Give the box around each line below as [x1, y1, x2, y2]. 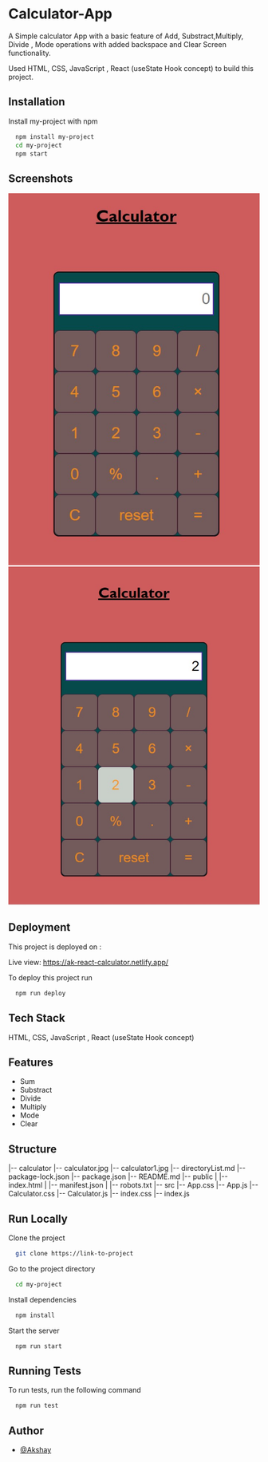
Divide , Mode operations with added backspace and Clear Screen [8, 39, 227, 49]
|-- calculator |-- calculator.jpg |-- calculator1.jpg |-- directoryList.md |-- [8, 1164, 246, 1173]
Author [8, 1424, 44, 1437]
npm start [15, 149, 48, 158]
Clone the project [8, 1233, 65, 1243]
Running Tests [8, 1364, 81, 1377]
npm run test [15, 1401, 59, 1410]
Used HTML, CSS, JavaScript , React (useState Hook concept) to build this [8, 63, 254, 73]
